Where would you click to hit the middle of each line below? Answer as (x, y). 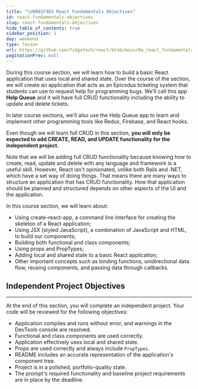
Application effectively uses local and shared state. (77, 342)
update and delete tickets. (38, 103)
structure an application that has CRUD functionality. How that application (96, 182)
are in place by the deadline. (49, 380)
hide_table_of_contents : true (43, 28)
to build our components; (45, 236)
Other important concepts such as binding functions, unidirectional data (102, 261)
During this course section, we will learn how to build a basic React (88, 72)
